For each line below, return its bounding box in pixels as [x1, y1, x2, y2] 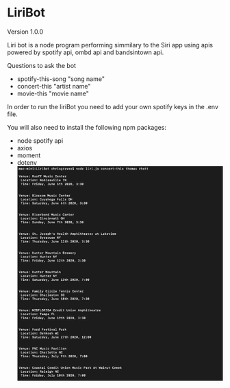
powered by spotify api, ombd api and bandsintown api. [7, 48, 164, 56]
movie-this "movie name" [16, 89, 89, 98]
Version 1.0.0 [7, 27, 44, 36]
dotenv [16, 158, 38, 166]
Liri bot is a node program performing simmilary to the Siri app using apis [7, 41, 214, 49]
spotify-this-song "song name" [16, 74, 105, 83]
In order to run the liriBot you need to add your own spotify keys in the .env [7, 102, 219, 111]
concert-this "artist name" [16, 82, 91, 90]
